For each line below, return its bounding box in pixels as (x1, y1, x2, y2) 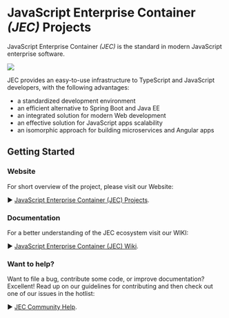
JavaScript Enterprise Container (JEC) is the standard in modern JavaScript (7, 42, 222, 50)
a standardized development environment (17, 97, 136, 105)
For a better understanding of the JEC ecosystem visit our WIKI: (7, 228, 188, 237)
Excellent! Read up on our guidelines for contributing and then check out (7, 282, 214, 290)
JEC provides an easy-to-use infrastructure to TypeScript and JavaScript (7, 76, 215, 84)
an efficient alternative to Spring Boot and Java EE (17, 103, 161, 112)
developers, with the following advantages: (7, 83, 130, 91)
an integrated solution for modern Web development (17, 111, 167, 119)
